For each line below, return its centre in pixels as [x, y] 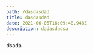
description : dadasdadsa [37, 28]
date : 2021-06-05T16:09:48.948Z [46, 23]
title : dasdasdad [28, 17]
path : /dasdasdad [28, 12]
